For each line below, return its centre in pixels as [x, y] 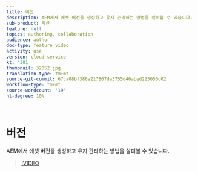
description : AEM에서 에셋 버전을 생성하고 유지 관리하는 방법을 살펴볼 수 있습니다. [100, 18]
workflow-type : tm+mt [34, 85]
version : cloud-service [36, 57]
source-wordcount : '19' [36, 91]
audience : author [28, 40]
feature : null [24, 29]
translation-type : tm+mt [38, 74]
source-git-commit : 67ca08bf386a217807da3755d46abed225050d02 [86, 79]
